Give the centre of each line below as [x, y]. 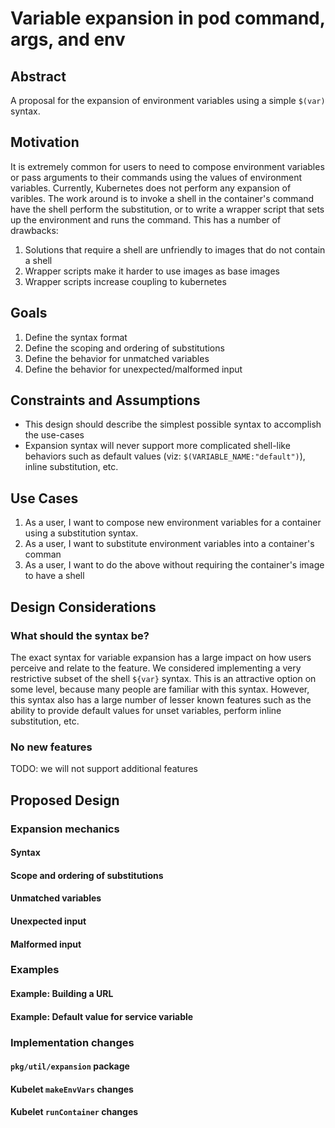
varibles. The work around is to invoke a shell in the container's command [162, 198]
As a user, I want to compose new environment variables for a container [173, 523]
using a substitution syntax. [81, 533]
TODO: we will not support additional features [104, 769]
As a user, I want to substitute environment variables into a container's [169, 544]
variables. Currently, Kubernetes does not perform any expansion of [151, 188]
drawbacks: [34, 230]
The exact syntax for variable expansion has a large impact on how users [161, 657]
